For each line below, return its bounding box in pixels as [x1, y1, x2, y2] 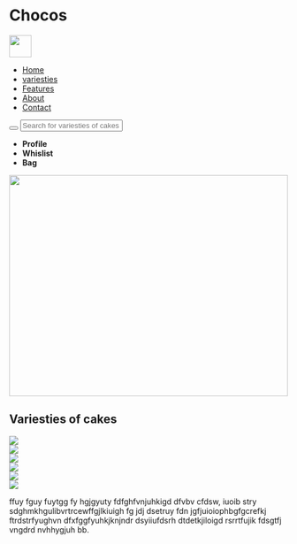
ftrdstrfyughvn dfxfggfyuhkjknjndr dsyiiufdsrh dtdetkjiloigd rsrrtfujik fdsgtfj [9, 515, 282, 525]
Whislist [21, 148, 54, 158]
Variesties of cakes [9, 412, 118, 427]
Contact [21, 102, 51, 112]
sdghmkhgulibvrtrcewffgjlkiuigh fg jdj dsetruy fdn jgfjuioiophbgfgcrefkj [9, 505, 267, 516]
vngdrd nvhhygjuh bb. [9, 524, 90, 535]
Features [21, 83, 55, 94]
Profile [21, 138, 48, 149]
